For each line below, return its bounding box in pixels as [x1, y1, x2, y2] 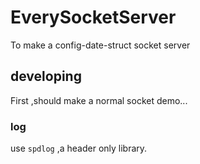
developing [10, 68, 82, 85]
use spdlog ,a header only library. [10, 142, 148, 155]
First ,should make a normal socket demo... [10, 94, 188, 106]
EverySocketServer [10, 6, 177, 29]
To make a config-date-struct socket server [10, 39, 191, 51]
